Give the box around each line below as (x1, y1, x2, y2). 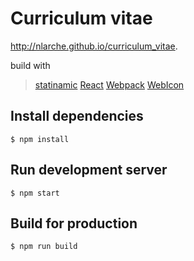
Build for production (10, 215, 138, 232)
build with (10, 59, 51, 71)
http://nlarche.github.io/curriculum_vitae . (10, 40, 178, 52)
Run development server (10, 162, 168, 179)
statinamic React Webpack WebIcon (34, 78, 185, 91)
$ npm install (10, 134, 70, 144)
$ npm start (10, 188, 60, 198)
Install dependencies (10, 108, 144, 125)
